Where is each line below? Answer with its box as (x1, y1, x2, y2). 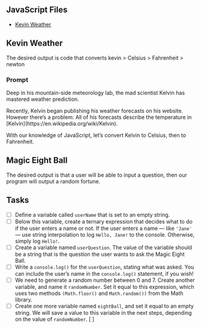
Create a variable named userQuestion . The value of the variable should (14, 243, 192, 251)
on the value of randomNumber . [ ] (14, 315, 95, 323)
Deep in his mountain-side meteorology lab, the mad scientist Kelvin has (6, 89, 185, 96)
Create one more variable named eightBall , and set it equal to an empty (14, 302, 194, 309)
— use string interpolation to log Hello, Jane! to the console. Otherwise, (14, 231, 195, 238)
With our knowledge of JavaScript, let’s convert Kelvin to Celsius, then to (6, 132, 187, 139)
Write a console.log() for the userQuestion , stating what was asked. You (14, 263, 194, 270)
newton (6, 60, 25, 68)
